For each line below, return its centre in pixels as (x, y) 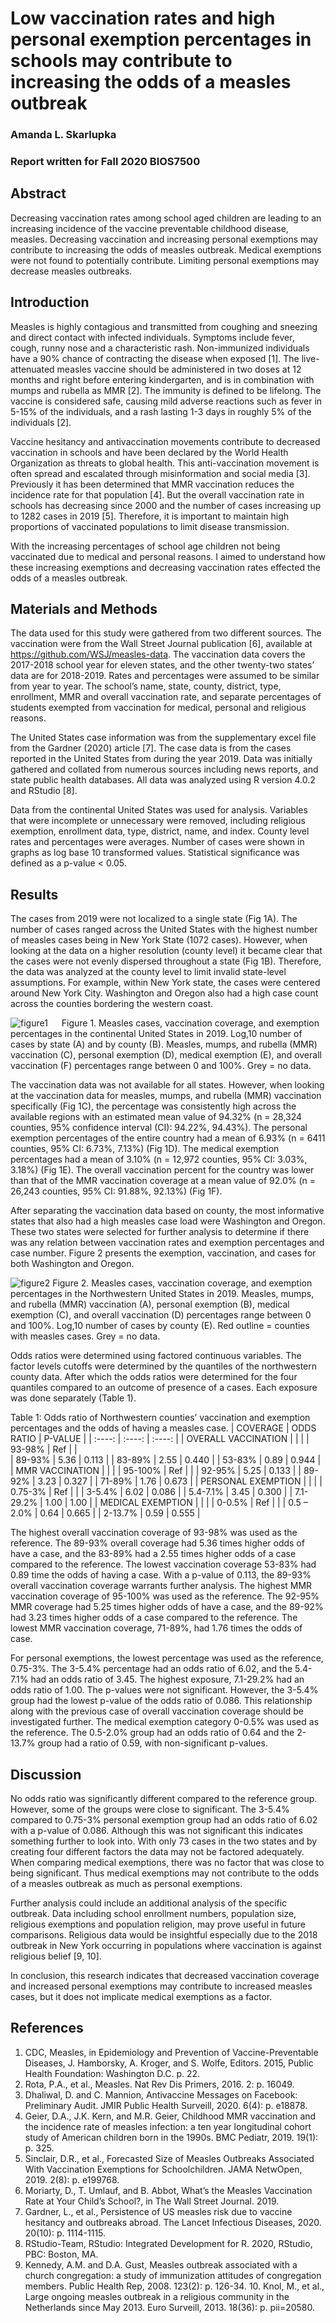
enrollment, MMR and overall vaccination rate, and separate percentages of (166, 697)
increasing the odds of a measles (151, 82)
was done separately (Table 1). (73, 1398)
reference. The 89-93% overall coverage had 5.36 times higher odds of (157, 1543)
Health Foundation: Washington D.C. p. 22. (112, 2073)
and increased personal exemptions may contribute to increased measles (161, 1986)
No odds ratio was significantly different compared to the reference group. (164, 1799)
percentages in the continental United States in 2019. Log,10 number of (156, 1034)
